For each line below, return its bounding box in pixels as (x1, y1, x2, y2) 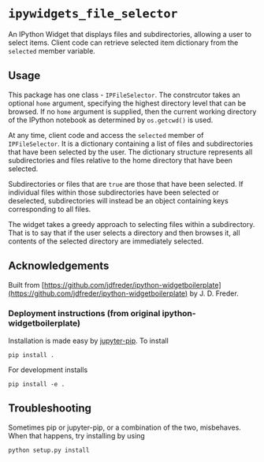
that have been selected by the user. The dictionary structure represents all (8, 147, 253, 156)
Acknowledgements (8, 259, 110, 273)
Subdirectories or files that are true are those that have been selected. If (8, 179, 244, 188)
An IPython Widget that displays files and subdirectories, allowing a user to (8, 29, 252, 39)
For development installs (8, 365, 88, 374)
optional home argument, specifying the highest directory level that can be (8, 98, 247, 108)
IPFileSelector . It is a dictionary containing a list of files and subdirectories (8, 139, 254, 148)
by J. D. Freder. (189, 289, 239, 298)
